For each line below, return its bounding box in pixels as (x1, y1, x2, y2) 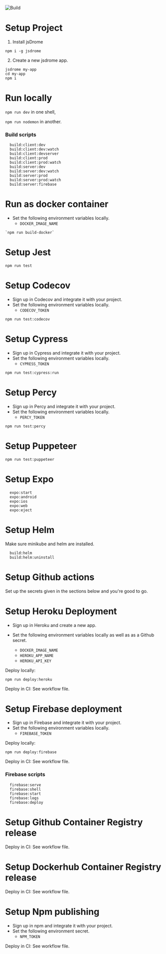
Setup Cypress (5, 334, 68, 345)
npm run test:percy (5, 424, 46, 429)
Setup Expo (5, 473, 54, 485)
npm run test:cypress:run (5, 370, 59, 375)
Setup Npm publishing (5, 906, 100, 917)
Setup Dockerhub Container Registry (5, 861, 162, 872)
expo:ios (9, 499, 28, 504)
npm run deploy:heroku (5, 677, 52, 682)
